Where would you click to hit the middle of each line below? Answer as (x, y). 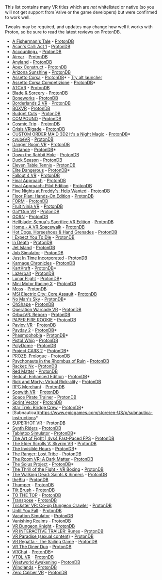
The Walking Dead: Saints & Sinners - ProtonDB (60, 474)
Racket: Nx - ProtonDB (34, 366)
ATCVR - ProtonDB (31, 88)
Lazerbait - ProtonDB (33, 273)
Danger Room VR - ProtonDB (41, 144)
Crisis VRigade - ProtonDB (39, 129)
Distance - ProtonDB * (34, 149)
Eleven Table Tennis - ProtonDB (44, 165)
